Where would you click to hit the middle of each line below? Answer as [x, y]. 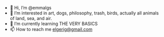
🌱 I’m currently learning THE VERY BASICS [54, 23]
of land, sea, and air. [31, 18]
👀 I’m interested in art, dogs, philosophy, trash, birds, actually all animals [84, 13]
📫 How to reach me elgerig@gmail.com [51, 29]
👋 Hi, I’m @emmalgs [30, 8]
